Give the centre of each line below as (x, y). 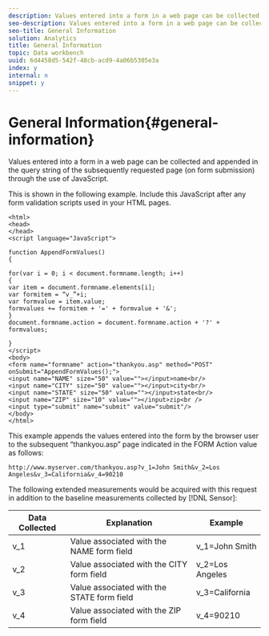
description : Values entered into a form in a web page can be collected (134, 16)
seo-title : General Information (62, 30)
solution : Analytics (43, 38)
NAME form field (101, 552)
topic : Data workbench (46, 53)
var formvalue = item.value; (57, 302)
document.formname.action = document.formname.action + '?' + (114, 323)
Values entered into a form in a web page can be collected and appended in (133, 162)
